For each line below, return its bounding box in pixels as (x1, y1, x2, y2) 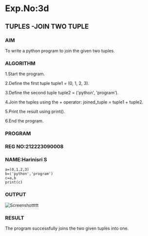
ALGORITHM (5, 60, 36, 67)
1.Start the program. (5, 71, 45, 77)
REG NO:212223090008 (5, 143, 64, 150)
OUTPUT (5, 191, 26, 198)
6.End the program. (5, 118, 44, 124)
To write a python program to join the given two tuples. (5, 48, 115, 53)
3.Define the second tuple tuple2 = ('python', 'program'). (5, 90, 119, 96)
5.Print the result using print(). (5, 109, 65, 115)
